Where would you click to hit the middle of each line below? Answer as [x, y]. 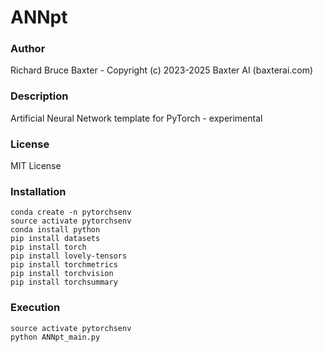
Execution [35, 308]
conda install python [55, 230]
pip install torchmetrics [64, 265]
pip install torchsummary [64, 282]
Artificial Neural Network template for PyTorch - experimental [136, 118]
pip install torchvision [62, 274]
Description [39, 96]
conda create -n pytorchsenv [71, 212]
